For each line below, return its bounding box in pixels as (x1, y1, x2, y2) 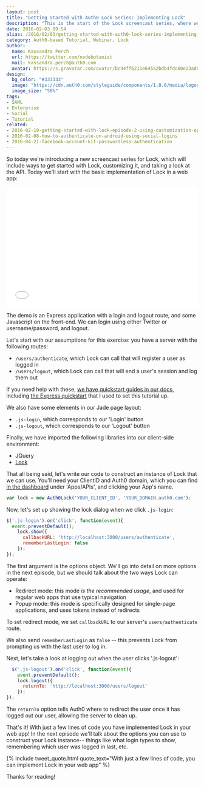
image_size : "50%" (12, 88, 59, 94)
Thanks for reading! (6, 773, 56, 781)
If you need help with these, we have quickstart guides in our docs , (6, 385, 174, 393)
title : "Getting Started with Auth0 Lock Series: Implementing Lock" (6, 15, 186, 21)
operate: (6, 575, 27, 583)
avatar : (12, 65, 32, 72)
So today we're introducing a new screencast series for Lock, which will (6, 155, 186, 163)
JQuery (15, 452, 35, 459)
